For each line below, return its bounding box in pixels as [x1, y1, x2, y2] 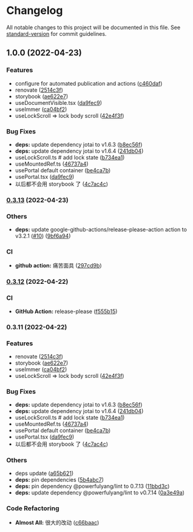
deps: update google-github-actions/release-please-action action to [15, 226, 187, 234]
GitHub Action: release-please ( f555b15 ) [15, 308, 118, 315]
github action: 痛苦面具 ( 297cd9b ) [15, 262, 102, 269]
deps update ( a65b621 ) [15, 470, 74, 477]
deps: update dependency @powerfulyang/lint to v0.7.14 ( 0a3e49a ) [15, 489, 185, 496]
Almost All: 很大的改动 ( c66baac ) [15, 519, 100, 526]
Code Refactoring [6, 504, 59, 513]
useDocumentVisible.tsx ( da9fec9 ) [15, 99, 102, 106]
